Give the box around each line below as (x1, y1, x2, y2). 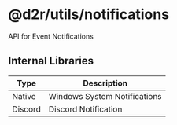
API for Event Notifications (8, 31, 94, 41)
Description (82, 77, 128, 88)
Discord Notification (48, 104, 123, 115)
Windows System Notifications (48, 90, 163, 101)
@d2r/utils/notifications (8, 6, 170, 24)
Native (12, 90, 37, 101)
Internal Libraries (8, 54, 94, 68)
